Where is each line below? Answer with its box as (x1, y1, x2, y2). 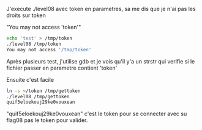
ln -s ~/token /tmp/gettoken (6, 88, 81, 94)
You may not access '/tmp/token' (6, 46, 92, 52)
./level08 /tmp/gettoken (6, 93, 70, 99)
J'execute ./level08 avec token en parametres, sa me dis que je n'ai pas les (6, 5, 196, 12)
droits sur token (6, 12, 46, 19)
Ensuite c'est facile (6, 76, 54, 83)
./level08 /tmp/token (6, 41, 62, 47)
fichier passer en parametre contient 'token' (6, 64, 118, 71)
